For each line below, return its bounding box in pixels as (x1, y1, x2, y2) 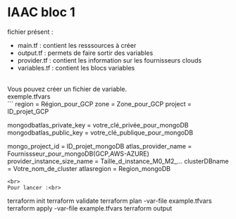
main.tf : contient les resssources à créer (17, 41, 137, 49)
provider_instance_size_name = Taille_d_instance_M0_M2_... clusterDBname (7, 156, 229, 165)
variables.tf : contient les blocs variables (17, 63, 135, 72)
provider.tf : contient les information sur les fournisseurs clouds (17, 56, 202, 64)
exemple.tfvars (7, 92, 51, 101)
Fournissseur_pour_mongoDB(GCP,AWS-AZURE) (7, 149, 150, 158)
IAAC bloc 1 (7, 4, 75, 20)
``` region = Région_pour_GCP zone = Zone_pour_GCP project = (7, 99, 192, 108)
